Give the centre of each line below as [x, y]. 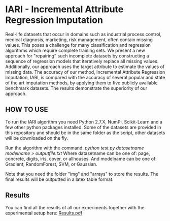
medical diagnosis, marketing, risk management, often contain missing [79, 40]
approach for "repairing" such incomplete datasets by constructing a [77, 56]
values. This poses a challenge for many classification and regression [78, 45]
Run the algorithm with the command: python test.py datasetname [75, 148]
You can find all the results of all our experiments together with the [75, 207]
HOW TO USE [27, 109]
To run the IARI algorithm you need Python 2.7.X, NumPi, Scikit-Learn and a [84, 122]
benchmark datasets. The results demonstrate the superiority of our [76, 88]
